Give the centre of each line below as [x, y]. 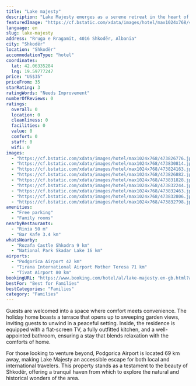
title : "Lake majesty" [34, 11]
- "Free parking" [32, 213]
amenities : [19, 207]
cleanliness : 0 [30, 120]
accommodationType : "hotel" [40, 55]
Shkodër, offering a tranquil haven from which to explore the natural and [92, 372]
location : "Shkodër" [31, 50]
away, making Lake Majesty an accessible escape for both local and [88, 360]
